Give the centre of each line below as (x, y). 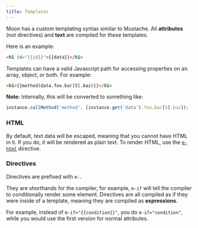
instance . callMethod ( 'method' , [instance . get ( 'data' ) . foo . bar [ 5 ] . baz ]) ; (98, 108)
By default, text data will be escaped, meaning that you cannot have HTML (97, 136)
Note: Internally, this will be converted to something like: (75, 97)
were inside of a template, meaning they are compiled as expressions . (92, 200)
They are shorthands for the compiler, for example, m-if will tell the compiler (99, 188)
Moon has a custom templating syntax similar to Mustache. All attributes (95, 28)
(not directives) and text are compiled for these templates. (77, 35)
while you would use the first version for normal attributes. (77, 218)
